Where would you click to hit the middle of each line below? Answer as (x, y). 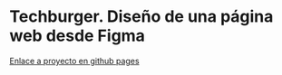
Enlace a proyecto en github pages (74, 61)
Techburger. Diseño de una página (141, 17)
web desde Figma (77, 36)
